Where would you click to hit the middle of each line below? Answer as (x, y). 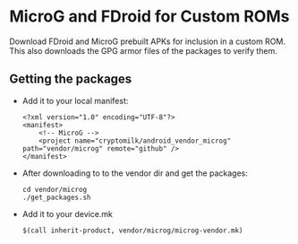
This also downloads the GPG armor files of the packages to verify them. (143, 50)
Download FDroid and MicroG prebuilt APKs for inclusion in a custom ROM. (148, 41)
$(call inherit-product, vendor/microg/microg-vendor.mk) (132, 231)
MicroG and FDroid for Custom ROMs (149, 17)
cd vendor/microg (55, 189)
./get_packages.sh (56, 197)
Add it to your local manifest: (75, 100)
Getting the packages (71, 79)
